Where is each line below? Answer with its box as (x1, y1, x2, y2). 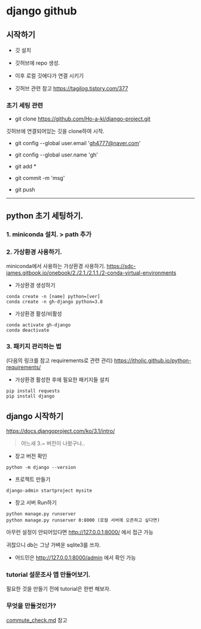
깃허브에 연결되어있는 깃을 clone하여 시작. (6, 128, 105, 135)
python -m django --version (6, 465, 77, 471)
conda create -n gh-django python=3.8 (6, 299, 103, 305)
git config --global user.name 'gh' (14, 151, 99, 158)
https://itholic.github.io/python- (114, 357, 191, 364)
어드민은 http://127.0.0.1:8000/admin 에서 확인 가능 (14, 554, 136, 561)
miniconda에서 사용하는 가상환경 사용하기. (6, 262, 106, 269)
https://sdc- (106, 262, 136, 269)
